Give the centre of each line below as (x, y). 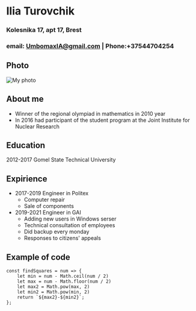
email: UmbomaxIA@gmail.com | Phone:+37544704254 (90, 46)
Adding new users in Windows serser (70, 219)
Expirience (27, 179)
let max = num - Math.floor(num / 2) (64, 281)
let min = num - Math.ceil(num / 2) (63, 276)
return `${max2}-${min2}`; (51, 297)
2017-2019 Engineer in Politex (52, 193)
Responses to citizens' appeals (62, 238)
